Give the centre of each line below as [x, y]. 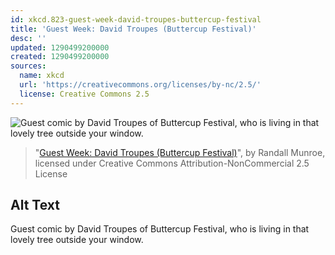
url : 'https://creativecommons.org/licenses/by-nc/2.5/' [140, 85]
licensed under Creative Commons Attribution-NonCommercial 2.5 [172, 163]
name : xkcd [42, 76]
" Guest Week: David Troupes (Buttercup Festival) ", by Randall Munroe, [180, 152]
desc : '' [28, 38]
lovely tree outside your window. [77, 240]
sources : [28, 66]
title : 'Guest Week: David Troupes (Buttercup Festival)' [133, 29]
